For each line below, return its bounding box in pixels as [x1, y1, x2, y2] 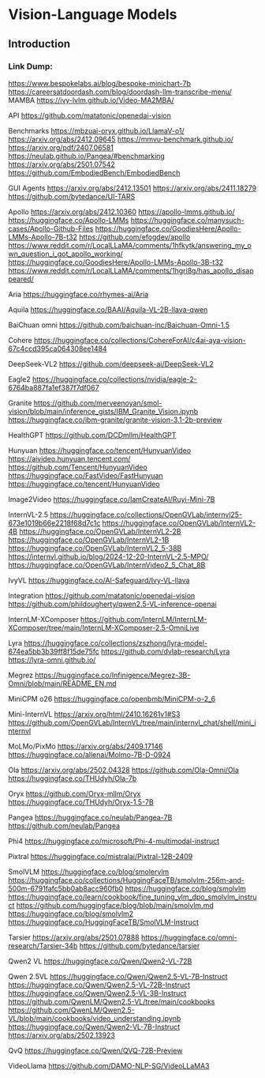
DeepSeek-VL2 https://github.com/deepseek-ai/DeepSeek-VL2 [8, 359, 215, 368]
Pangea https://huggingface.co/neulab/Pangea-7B [8, 812, 173, 822]
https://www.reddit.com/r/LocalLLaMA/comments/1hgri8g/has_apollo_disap [8, 266, 254, 275]
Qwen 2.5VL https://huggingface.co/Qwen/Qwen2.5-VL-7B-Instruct [8, 971, 228, 981]
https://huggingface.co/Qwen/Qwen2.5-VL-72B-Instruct [8, 980, 191, 989]
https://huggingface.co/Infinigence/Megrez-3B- [35, 670, 191, 680]
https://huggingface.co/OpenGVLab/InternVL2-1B [8, 535, 170, 545]
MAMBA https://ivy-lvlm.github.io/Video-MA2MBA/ [8, 95, 175, 104]
